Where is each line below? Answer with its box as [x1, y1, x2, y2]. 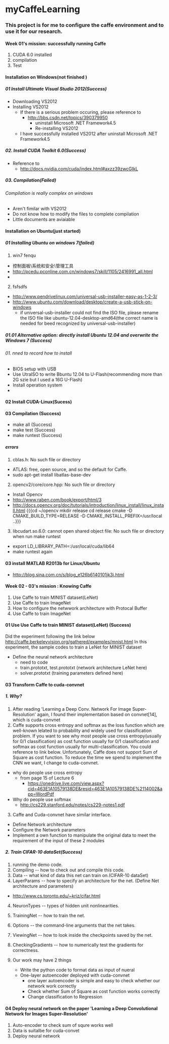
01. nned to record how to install [5, 350, 72, 356]
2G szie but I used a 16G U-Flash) [12, 376, 83, 382]
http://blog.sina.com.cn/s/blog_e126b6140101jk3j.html [12, 572, 125, 578]
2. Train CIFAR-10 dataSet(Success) [5, 849, 83, 855]
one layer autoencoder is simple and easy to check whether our [27, 978, 160, 984]
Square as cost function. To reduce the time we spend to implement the [12, 754, 162, 760]
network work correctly [27, 983, 77, 989]
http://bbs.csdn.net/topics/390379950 [27, 114, 108, 120]
